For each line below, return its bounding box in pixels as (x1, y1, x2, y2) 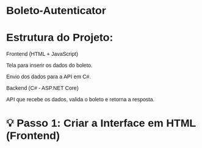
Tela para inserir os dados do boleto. (6, 62, 93, 69)
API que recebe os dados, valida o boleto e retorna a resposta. (6, 96, 155, 103)
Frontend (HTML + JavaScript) (6, 50, 79, 58)
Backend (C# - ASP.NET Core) (6, 85, 79, 92)
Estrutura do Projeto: (6, 32, 114, 44)
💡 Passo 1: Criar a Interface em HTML (6, 117, 196, 130)
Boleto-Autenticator (6, 4, 106, 17)
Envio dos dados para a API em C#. (6, 73, 91, 80)
